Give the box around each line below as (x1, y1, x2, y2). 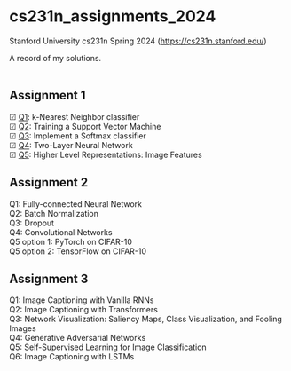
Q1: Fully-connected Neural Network (9, 198, 142, 209)
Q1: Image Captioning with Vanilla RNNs (9, 295, 154, 305)
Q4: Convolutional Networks (9, 226, 113, 237)
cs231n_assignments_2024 (9, 6, 216, 27)
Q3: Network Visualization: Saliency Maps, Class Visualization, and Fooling (9, 313, 282, 325)
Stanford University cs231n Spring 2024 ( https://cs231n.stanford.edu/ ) (9, 36, 268, 46)
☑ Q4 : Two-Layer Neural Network (9, 139, 133, 150)
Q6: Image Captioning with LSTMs (9, 351, 135, 362)
